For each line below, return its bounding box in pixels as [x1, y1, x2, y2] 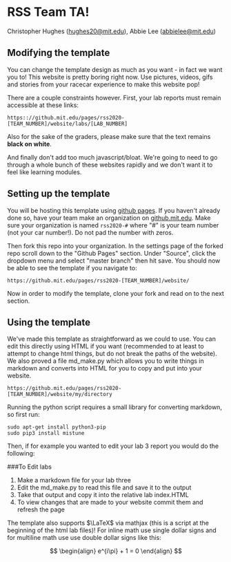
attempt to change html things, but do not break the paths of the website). [7, 350, 217, 358]
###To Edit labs [7, 462, 52, 471]
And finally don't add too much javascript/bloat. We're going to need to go [7, 153, 218, 161]
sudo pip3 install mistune [7, 430, 85, 437]
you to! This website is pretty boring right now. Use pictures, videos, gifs [7, 73, 213, 81]
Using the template [7, 316, 91, 328]
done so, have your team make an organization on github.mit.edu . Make [7, 214, 211, 222]
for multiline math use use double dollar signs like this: [7, 534, 162, 542]
